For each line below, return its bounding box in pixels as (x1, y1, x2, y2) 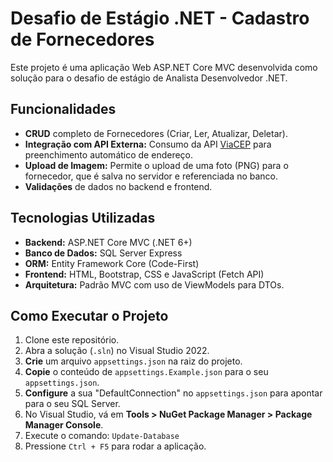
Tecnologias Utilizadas (10, 210, 156, 227)
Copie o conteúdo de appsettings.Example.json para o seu (24, 366, 269, 378)
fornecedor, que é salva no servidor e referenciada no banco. (24, 170, 279, 182)
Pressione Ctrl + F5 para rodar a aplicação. (24, 440, 207, 452)
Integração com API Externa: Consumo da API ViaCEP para (24, 138, 272, 150)
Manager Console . (24, 419, 104, 431)
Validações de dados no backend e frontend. (24, 180, 213, 192)
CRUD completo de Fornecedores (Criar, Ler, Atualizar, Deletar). (24, 127, 288, 139)
